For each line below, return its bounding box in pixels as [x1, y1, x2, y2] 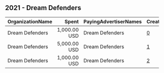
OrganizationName [7, 18, 53, 25]
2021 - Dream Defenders [5, 4, 82, 12]
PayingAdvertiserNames [83, 18, 142, 25]
